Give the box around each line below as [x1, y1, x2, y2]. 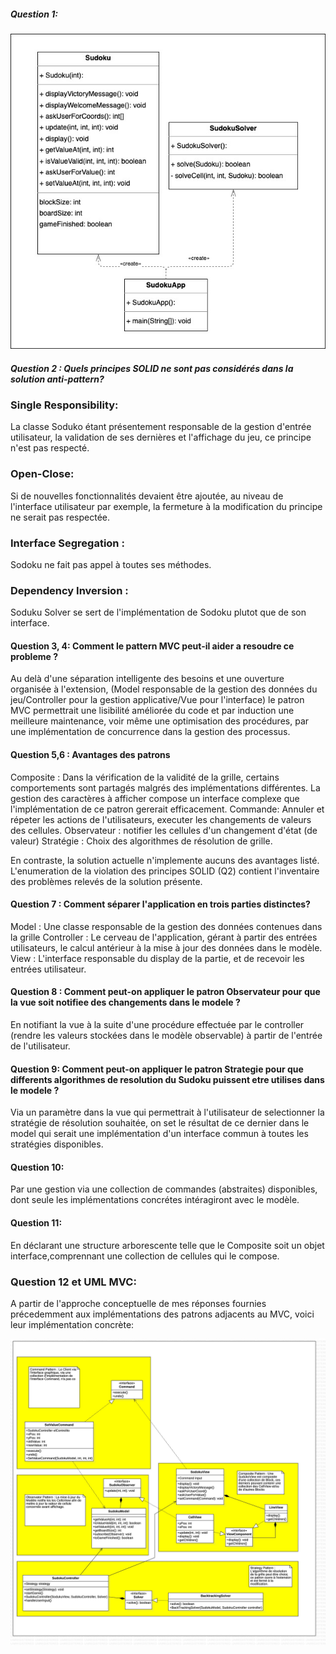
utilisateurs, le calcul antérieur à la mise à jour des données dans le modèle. [10, 941, 323, 954]
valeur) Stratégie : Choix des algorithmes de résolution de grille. [10, 835, 273, 847]
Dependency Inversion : [10, 583, 129, 597]
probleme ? [10, 650, 58, 662]
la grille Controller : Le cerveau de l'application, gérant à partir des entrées [10, 931, 318, 943]
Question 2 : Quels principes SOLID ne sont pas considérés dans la [10, 362, 294, 374]
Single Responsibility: [10, 398, 119, 412]
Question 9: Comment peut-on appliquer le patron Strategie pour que [10, 1063, 304, 1075]
